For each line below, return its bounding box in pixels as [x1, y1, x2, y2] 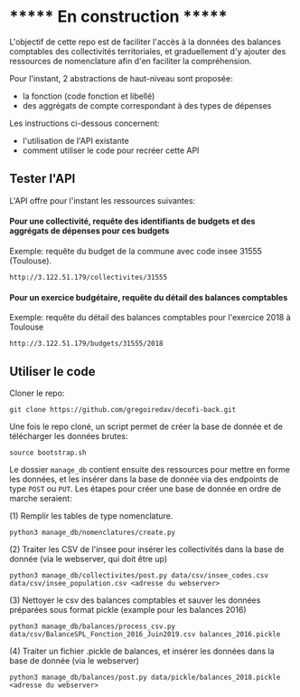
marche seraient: [9, 492, 72, 503]
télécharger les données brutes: [9, 430, 128, 441]
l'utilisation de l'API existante [22, 135, 129, 146]
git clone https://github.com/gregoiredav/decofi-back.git [9, 405, 237, 414]
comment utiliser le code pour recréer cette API [22, 145, 200, 156]
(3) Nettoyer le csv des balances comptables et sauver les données [9, 595, 261, 606]
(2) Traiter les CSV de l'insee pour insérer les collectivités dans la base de [9, 543, 285, 554]
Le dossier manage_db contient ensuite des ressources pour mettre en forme [9, 463, 291, 474]
